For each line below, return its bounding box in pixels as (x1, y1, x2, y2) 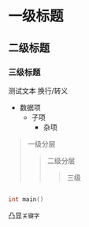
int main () (8, 195, 44, 203)
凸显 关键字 (8, 210, 40, 220)
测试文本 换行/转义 (8, 86, 69, 95)
